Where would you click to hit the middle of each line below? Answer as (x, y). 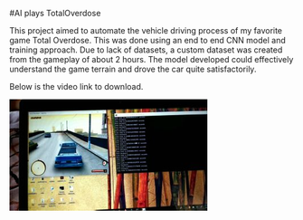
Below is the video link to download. (76, 86)
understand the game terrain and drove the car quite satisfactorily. (133, 69)
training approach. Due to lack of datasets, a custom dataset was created (146, 50)
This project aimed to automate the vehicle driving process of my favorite (146, 30)
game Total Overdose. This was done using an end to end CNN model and (148, 40)
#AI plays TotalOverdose (55, 13)
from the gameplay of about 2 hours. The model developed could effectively (151, 59)
